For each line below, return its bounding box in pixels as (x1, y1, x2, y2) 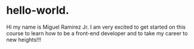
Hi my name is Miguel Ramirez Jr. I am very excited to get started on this (6, 23, 186, 30)
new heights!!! (6, 36, 42, 43)
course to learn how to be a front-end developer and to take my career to (6, 29, 188, 36)
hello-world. (6, 4, 69, 17)
